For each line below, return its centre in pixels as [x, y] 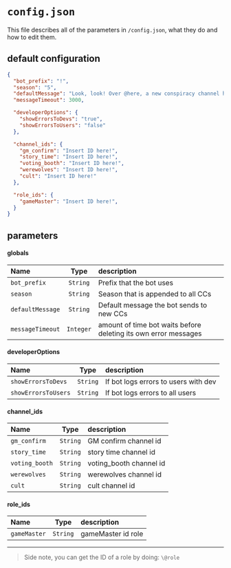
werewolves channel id [125, 474]
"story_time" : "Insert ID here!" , [69, 157]
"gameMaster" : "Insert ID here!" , [69, 201]
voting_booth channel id [126, 463]
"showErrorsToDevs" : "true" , [61, 119]
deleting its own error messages [150, 334]
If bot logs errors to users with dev [161, 382]
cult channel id [111, 485]
